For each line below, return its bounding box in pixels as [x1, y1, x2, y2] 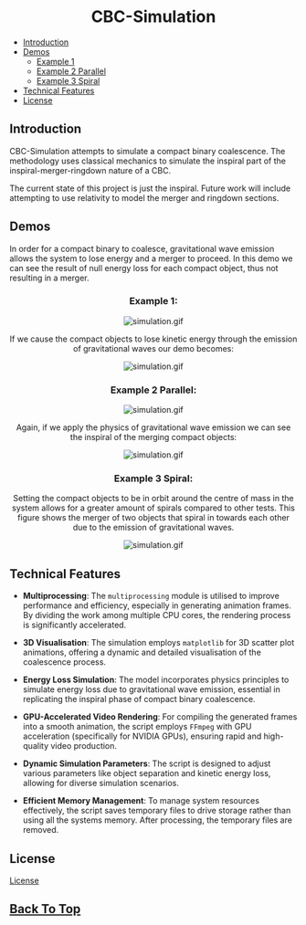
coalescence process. [22, 657, 107, 667]
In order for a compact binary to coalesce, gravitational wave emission [9, 243, 275, 254]
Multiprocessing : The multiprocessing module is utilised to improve [22, 591, 280, 602]
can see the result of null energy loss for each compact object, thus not [9, 262, 279, 273]
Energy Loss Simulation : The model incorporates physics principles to [22, 674, 290, 686]
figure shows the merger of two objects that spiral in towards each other [16, 512, 290, 523]
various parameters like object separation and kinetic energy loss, [22, 768, 271, 779]
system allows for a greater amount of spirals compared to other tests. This [12, 502, 295, 513]
